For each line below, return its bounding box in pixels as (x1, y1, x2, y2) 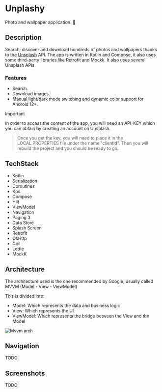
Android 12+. (12, 101, 38, 107)
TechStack (5, 160, 39, 168)
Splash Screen (12, 224, 42, 231)
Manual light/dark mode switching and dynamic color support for (12, 96, 144, 102)
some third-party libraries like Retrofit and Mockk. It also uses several (5, 57, 146, 63)
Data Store (12, 220, 34, 225)
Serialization (12, 178, 38, 184)
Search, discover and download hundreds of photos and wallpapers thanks (5, 46, 157, 52)
